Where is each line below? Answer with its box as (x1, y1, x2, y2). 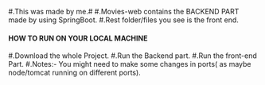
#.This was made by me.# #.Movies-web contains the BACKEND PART (8, 7, 240, 16)
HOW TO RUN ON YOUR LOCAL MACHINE (8, 33, 148, 43)
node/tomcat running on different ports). (8, 68, 141, 78)
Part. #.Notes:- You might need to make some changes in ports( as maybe (8, 60, 251, 69)
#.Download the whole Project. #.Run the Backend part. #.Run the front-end (8, 51, 257, 60)
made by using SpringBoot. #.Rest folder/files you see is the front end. (8, 15, 239, 25)
